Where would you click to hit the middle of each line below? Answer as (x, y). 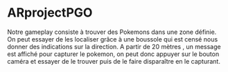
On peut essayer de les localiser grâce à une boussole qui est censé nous (113, 39)
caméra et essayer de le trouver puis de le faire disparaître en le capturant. (114, 61)
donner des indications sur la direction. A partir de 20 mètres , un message (114, 46)
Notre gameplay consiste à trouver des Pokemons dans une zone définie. (112, 32)
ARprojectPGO (50, 13)
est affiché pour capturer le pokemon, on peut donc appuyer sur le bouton (113, 54)
